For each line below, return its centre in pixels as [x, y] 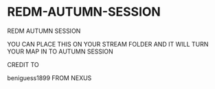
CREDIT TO [23, 64]
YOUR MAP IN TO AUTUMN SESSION [60, 51]
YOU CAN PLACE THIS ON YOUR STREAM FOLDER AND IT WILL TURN [108, 44]
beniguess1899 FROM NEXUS [49, 78]
